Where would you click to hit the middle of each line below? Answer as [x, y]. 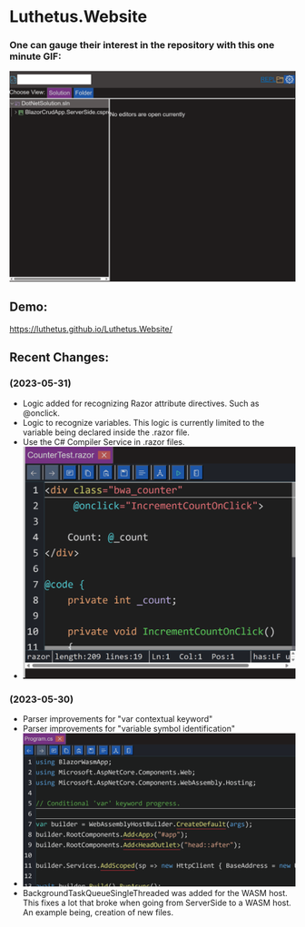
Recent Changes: [59, 357]
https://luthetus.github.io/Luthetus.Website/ [91, 329]
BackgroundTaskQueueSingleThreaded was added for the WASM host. [155, 893]
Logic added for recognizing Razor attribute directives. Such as [141, 403]
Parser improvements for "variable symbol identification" [129, 729]
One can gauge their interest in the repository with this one [142, 45]
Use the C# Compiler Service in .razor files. [103, 441]
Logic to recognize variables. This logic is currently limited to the [143, 422]
